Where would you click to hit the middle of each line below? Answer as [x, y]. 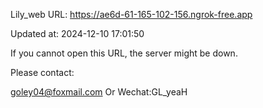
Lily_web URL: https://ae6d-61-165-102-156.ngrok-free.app [131, 14]
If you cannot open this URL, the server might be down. [124, 53]
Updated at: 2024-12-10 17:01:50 [77, 33]
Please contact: [42, 72]
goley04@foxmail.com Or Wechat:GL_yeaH [99, 92]
